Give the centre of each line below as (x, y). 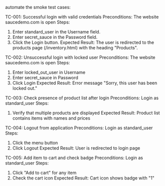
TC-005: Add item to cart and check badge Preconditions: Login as (74, 158)
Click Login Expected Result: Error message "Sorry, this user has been (85, 83)
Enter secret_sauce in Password (45, 78)
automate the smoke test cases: (38, 7)
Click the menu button (35, 143)
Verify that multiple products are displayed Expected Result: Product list (86, 113)
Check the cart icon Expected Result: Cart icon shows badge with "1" (83, 178)
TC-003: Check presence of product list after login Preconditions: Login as (82, 98)
